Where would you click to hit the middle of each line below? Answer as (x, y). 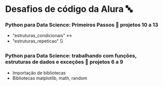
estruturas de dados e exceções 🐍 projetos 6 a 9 (64, 62)
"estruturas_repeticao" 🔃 (38, 41)
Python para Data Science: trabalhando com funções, (71, 56)
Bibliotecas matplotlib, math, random (50, 78)
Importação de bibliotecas (39, 73)
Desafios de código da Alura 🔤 (69, 9)
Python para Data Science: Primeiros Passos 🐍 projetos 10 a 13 (82, 25)
